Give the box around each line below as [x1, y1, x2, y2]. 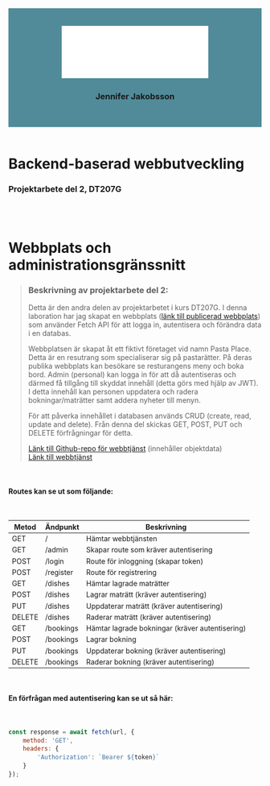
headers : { [22, 745, 59, 753]
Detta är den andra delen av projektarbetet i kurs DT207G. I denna [27, 303, 247, 312]
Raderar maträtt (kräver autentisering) [85, 612, 211, 622]
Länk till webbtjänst [27, 453, 92, 462]
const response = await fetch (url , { [8, 728, 135, 736]
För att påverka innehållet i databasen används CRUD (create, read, [27, 411, 252, 421]
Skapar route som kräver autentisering [85, 545, 213, 555]
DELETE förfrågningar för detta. [27, 428, 133, 438]
